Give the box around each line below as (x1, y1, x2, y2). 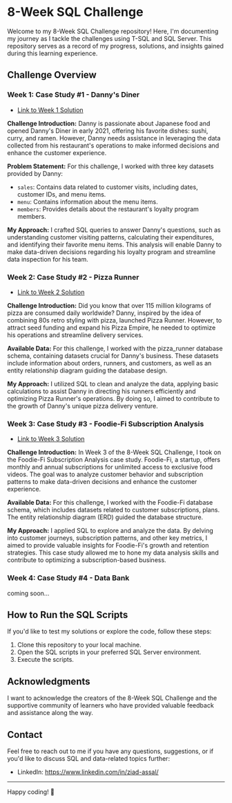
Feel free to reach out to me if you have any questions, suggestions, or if (7, 747, 214, 755)
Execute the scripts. (17, 656, 75, 664)
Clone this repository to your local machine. (17, 641, 142, 649)
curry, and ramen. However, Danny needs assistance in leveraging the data (7, 134, 221, 142)
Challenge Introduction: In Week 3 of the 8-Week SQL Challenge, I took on (7, 448, 222, 457)
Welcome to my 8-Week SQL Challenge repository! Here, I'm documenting (7, 27, 219, 35)
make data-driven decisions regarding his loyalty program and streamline (7, 247, 216, 256)
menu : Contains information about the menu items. (17, 197, 158, 206)
